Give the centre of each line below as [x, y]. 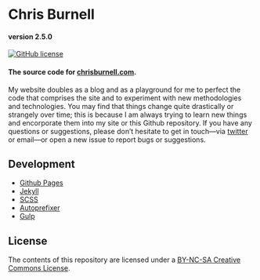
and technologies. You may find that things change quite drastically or [121, 106]
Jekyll [29, 191]
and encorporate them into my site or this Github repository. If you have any [130, 122]
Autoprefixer [40, 208]
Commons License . [39, 268]
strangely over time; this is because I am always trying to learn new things [128, 115]
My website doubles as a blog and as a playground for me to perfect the [125, 89]
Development [42, 164]
